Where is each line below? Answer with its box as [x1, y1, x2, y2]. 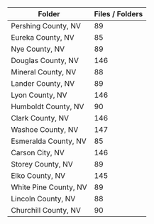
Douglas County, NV [11, 56, 79, 65]
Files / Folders [94, 9, 143, 18]
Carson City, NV [11, 148, 65, 157]
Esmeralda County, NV [11, 136, 87, 146]
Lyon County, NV [11, 90, 67, 100]
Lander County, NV [11, 79, 75, 88]
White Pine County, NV [11, 182, 87, 192]
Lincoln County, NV [11, 194, 76, 203]
